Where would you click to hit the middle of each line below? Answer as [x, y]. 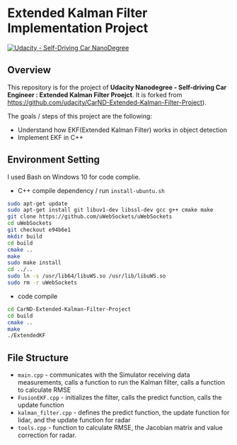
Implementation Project [78, 28]
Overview [29, 70]
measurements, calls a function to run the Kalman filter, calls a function [121, 383]
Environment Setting [54, 160]
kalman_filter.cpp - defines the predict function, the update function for [123, 412]
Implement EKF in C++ [50, 137]
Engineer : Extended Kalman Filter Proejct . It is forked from [95, 94]
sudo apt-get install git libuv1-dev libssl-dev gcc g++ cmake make [110, 210]
